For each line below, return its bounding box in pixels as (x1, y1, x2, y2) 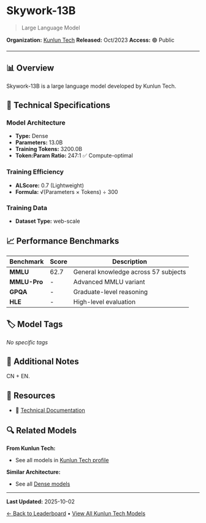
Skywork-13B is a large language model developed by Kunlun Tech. (6, 82, 177, 90)
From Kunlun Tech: (6, 444, 56, 452)
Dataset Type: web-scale (15, 217, 80, 225)
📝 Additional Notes (6, 357, 79, 367)
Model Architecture (6, 118, 66, 127)
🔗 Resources (6, 390, 56, 401)
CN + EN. (6, 373, 30, 380)
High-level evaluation (73, 297, 136, 306)
